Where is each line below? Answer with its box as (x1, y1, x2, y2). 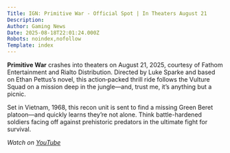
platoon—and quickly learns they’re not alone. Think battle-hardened (7, 110, 203, 119)
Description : (7, 16, 45, 23)
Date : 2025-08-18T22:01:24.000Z (7, 29, 100, 36)
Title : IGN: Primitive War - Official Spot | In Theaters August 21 (7, 10, 207, 17)
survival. (7, 125, 32, 133)
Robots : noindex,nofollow (7, 36, 81, 43)
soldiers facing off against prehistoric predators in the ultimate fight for (7, 118, 208, 126)
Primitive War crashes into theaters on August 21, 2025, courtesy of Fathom (7, 61, 223, 69)
